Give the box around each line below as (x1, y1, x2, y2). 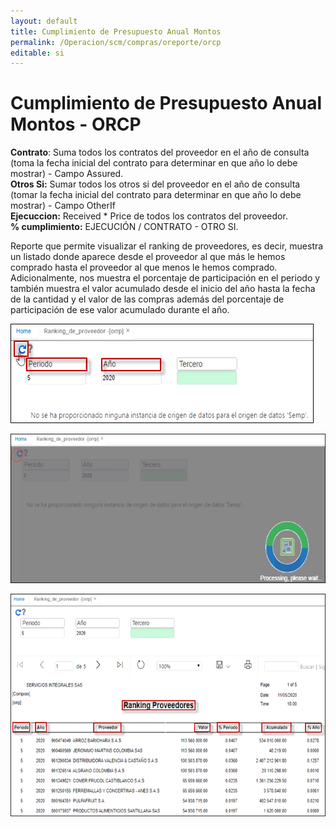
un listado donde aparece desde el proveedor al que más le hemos (10, 251, 286, 263)
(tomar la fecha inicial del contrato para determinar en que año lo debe (10, 189, 302, 201)
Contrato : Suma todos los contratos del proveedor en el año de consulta (10, 146, 310, 159)
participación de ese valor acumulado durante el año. (10, 304, 230, 316)
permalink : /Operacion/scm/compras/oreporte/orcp (10, 37, 222, 47)
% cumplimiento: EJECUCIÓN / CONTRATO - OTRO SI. (10, 221, 239, 233)
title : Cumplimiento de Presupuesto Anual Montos (10, 26, 222, 37)
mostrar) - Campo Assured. (10, 168, 124, 180)
